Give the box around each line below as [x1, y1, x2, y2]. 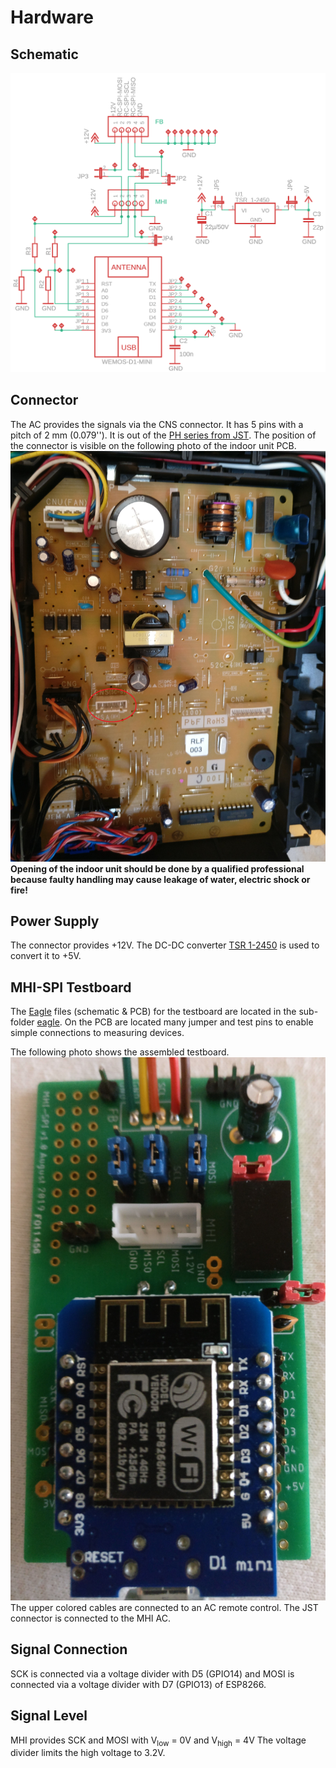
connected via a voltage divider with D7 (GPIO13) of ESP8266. [10, 1678, 267, 1690]
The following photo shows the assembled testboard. [10, 1046, 230, 1058]
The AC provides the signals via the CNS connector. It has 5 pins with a [10, 418, 304, 430]
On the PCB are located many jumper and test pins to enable [64, 1016, 314, 1028]
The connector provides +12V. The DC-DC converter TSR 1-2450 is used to [10, 939, 320, 951]
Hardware [10, 6, 94, 29]
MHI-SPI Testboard [10, 979, 132, 996]
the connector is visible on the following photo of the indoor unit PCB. [10, 439, 297, 451]
